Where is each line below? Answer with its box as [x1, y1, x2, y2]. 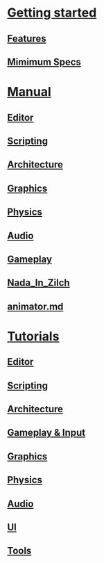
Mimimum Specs [7, 56, 82, 67]
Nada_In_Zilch [7, 277, 71, 289]
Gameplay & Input [7, 427, 86, 439]
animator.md [7, 300, 64, 312]
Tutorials [7, 328, 60, 344]
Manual [7, 84, 52, 100]
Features [7, 33, 46, 44]
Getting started [7, 5, 97, 21]
